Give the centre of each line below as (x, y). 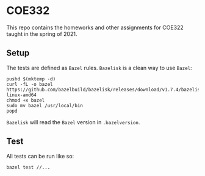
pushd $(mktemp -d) (31, 79)
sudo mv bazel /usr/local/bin (45, 105)
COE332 (28, 11)
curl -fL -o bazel (30, 84)
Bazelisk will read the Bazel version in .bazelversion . (73, 122)
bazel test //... (28, 167)
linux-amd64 (21, 95)
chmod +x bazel (26, 100)
